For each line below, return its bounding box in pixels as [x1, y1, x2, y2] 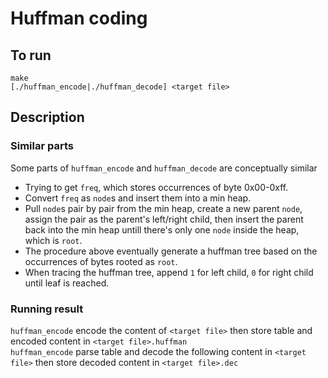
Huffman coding [10, 7, 148, 30]
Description [10, 109, 85, 126]
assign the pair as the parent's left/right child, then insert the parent [24, 213, 304, 225]
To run [10, 47, 52, 64]
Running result [10, 302, 84, 316]
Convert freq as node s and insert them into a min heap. [24, 192, 252, 204]
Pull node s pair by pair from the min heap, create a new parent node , [24, 202, 303, 214]
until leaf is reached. [24, 277, 110, 289]
